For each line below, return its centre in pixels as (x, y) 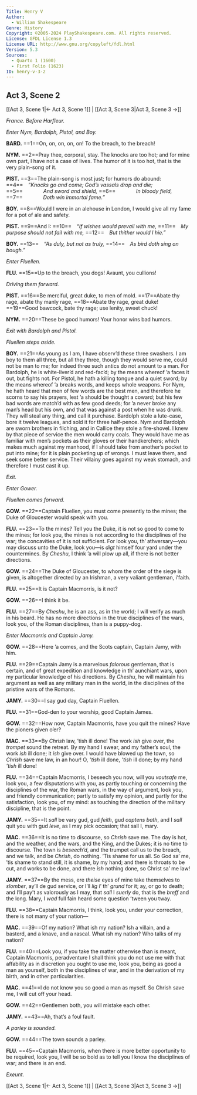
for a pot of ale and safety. (38, 215)
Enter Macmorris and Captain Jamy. (50, 635)
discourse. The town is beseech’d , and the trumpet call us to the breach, (94, 850)
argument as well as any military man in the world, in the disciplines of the (95, 683)
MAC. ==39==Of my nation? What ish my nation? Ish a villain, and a (88, 928)
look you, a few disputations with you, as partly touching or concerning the (96, 784)
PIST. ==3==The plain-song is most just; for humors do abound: (84, 179)
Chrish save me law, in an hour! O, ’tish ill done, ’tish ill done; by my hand (94, 760)
